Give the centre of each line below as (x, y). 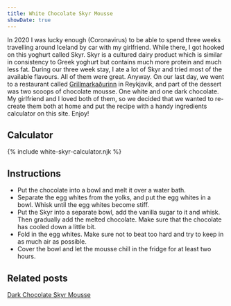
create (16, 106)
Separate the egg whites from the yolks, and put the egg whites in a (114, 197)
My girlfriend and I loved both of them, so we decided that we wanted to (110, 98)
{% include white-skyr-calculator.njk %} (65, 152)
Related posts (37, 278)
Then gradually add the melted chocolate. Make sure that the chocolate (119, 219)
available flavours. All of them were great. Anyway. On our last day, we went (115, 76)
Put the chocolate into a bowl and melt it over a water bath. (101, 190)
